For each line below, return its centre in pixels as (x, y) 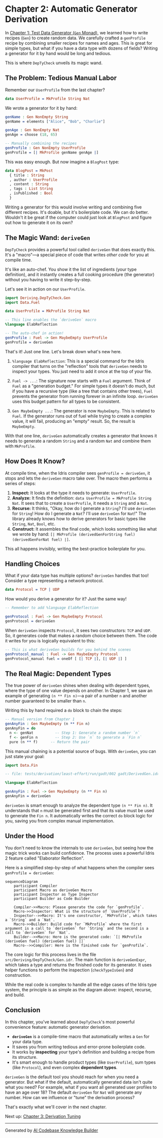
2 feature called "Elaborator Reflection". (45, 858)
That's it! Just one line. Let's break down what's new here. (64, 351)
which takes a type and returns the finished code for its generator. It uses (78, 965)
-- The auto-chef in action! (34, 333)
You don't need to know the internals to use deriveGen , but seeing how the (79, 848)
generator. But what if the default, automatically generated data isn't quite (79, 1082)
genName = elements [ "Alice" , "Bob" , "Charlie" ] (55, 121)
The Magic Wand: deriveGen (48, 238)
